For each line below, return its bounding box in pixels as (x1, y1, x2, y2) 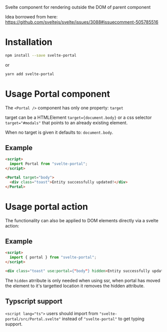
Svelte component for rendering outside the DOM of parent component (5, 4, 151, 10)
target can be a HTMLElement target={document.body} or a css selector (5, 114, 152, 120)
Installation (5, 37, 53, 48)
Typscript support (5, 297, 63, 306)
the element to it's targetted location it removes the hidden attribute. (5, 283, 145, 289)
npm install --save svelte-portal (5, 53, 77, 58)
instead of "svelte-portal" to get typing (62, 316, 145, 322)
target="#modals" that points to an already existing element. (5, 119, 128, 126)
